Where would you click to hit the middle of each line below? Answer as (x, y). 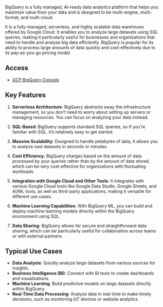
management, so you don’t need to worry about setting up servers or (81, 112)
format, (12, 17)
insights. (20, 268)
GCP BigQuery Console (36, 79)
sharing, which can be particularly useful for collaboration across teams (84, 230)
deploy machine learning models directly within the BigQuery (73, 211)
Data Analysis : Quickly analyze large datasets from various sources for (84, 263)
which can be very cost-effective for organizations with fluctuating (79, 166)
